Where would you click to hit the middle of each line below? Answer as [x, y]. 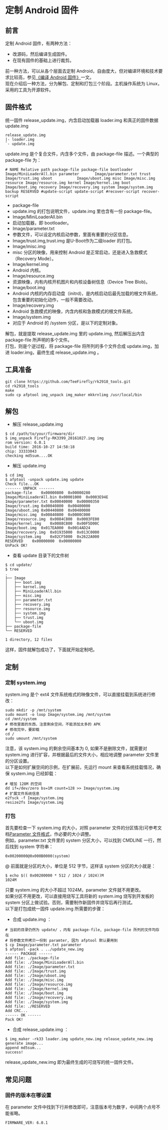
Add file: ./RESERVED [28, 1007]
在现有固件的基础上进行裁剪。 [43, 60]
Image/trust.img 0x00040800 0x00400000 [48, 506]
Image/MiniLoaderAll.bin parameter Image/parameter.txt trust [78, 174]
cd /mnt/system [21, 719]
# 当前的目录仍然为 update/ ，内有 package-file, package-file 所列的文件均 [80, 930]
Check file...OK [22, 484]
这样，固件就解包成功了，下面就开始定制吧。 [51, 650]
